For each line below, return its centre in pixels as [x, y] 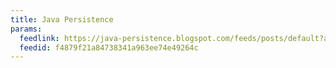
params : [26, 29]
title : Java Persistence [62, 19]
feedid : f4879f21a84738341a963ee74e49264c [109, 47]
